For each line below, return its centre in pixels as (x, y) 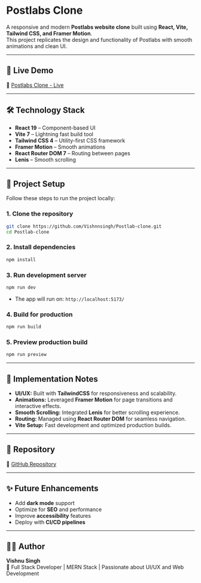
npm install (21, 259)
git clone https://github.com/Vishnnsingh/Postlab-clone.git (84, 226)
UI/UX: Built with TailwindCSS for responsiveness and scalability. (96, 393)
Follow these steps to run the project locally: (61, 198)
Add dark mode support (45, 503)
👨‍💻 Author (26, 546)
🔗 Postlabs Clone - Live (35, 85)
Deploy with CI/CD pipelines (50, 522)
